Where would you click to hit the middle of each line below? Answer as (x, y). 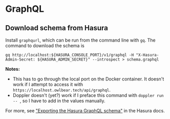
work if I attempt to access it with (48, 84)
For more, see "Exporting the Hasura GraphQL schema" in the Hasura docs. (85, 111)
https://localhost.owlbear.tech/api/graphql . (62, 90)
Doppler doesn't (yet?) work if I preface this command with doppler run (88, 95)
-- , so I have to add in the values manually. (59, 101)
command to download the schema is (45, 46)
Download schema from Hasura (57, 28)
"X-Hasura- (147, 55)
